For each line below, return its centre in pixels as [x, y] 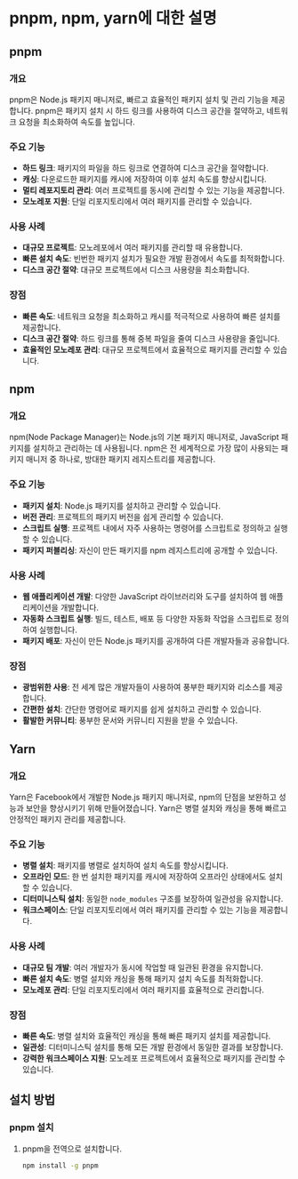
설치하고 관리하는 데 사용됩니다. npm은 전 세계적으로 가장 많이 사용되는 [156, 448]
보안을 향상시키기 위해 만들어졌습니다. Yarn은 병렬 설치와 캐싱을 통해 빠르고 [156, 808]
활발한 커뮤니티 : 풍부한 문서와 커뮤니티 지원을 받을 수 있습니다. [130, 720]
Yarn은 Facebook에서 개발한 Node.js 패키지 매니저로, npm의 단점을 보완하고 [143, 798]
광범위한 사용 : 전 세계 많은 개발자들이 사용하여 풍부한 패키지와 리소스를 [144, 687]
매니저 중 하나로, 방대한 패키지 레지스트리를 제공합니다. [121, 460]
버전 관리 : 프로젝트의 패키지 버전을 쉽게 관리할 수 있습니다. [123, 517]
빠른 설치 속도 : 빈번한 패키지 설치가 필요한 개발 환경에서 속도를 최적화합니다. [153, 259]
